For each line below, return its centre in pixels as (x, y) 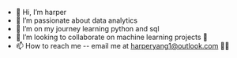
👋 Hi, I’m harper (41, 12)
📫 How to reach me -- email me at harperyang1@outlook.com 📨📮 (122, 46)
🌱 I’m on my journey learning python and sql (87, 29)
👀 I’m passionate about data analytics (77, 20)
